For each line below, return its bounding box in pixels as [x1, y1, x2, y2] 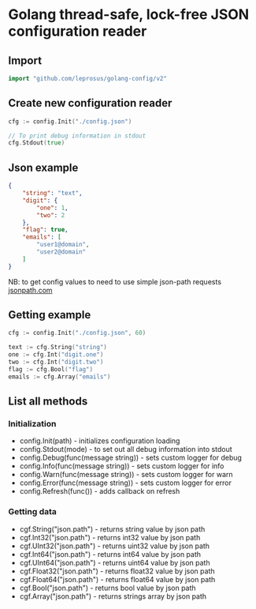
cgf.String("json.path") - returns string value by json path [19, 524, 206, 534]
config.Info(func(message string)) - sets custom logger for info [19, 461, 224, 471]
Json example [8, 160, 79, 175]
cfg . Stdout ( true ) [8, 139, 65, 147]
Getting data [8, 506, 58, 517]
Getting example [8, 308, 91, 321]
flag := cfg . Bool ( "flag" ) [8, 365, 93, 373]
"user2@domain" [36, 248, 87, 256]
